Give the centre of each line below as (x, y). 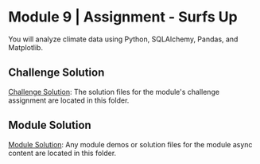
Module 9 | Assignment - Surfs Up (123, 17)
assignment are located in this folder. (69, 100)
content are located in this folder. (62, 153)
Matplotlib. (26, 47)
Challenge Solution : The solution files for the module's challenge (114, 92)
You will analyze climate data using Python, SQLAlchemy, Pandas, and (123, 39)
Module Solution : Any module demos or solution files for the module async (130, 144)
